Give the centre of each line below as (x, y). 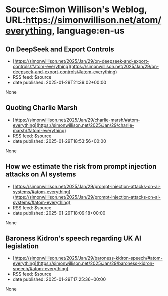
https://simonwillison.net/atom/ (94, 20)
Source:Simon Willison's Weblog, (76, 9)
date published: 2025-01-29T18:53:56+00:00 (59, 141)
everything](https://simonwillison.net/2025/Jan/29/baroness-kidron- (83, 263)
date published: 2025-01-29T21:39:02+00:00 (59, 82)
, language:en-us (88, 31)
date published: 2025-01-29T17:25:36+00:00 (59, 279)
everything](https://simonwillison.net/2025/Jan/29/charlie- (73, 125)
